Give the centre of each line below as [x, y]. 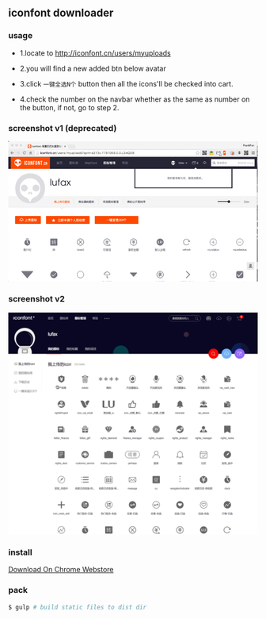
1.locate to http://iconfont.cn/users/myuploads [95, 53]
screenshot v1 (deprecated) [63, 128]
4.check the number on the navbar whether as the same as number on [135, 99]
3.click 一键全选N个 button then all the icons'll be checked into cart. [126, 83]
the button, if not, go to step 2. [69, 107]
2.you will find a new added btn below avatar [93, 68]
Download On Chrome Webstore [61, 569]
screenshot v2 [37, 299]
